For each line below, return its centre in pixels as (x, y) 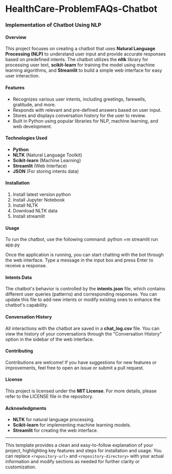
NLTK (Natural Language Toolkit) (47, 155)
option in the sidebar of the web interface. (50, 339)
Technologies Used (26, 138)
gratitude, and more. (34, 104)
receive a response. (26, 266)
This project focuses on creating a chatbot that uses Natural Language (80, 49)
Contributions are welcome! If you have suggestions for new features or (81, 362)
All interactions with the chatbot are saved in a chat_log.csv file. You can (82, 328)
